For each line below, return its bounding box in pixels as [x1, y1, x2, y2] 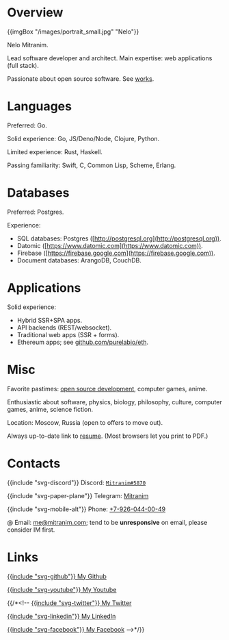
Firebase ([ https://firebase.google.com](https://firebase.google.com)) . [16, 249, 215, 257]
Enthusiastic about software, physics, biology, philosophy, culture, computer [7, 397, 222, 406]
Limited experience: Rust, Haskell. [7, 147, 103, 156]
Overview [7, 5, 64, 21]
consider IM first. [7, 526, 55, 534]
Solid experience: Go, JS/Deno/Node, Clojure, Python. [7, 134, 160, 143]
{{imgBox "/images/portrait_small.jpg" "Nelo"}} [7, 27, 139, 36]
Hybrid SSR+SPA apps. [16, 316, 83, 324]
